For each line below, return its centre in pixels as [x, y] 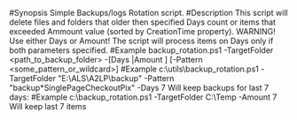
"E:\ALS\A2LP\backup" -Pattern [116, 78]
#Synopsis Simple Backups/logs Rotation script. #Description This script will [148, 13]
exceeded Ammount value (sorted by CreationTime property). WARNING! [143, 31]
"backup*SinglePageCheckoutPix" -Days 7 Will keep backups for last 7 [139, 88]
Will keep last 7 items [48, 106]
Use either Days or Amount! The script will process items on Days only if [141, 41]
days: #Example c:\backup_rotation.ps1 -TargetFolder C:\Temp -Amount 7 [143, 97]
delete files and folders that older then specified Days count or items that [143, 22]
